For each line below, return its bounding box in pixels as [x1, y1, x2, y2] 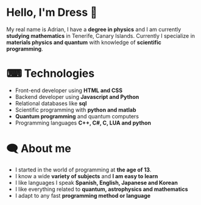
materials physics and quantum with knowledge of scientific [6, 38, 161, 46]
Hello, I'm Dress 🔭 [6, 5, 97, 20]
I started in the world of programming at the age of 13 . [15, 166, 152, 173]
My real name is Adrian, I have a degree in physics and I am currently [6, 26, 182, 33]
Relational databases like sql [15, 99, 87, 107]
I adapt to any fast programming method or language [15, 192, 151, 199]
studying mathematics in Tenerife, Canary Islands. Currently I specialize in [6, 32, 196, 39]
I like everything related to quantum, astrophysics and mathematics [15, 185, 188, 193]
